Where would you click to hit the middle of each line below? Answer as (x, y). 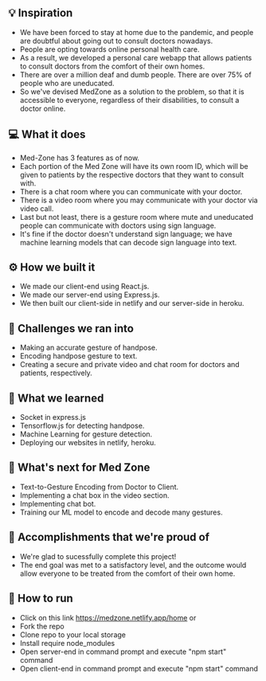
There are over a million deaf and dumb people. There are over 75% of (136, 74)
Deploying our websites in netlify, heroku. (88, 443)
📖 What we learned (56, 398)
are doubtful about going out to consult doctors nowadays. (116, 41)
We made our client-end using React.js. (84, 287)
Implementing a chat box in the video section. (94, 495)
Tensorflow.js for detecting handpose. (82, 426)
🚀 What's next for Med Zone (79, 468)
